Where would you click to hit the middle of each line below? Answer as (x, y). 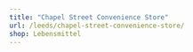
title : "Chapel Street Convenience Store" (89, 17)
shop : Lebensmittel (45, 33)
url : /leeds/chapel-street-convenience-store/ (97, 26)
